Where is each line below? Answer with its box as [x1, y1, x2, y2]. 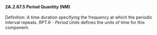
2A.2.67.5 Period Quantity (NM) [5, 4, 71, 10]
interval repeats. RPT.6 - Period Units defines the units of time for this [5, 20, 145, 25]
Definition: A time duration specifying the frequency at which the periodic [5, 14, 153, 20]
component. [5, 24, 29, 31]
